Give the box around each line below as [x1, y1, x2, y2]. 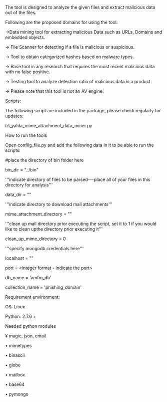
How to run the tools [5, 132, 47, 138]
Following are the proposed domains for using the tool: [5, 20, 118, 25]
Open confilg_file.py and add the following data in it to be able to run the [5, 142, 154, 148]
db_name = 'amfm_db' [5, 275, 51, 280]
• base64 [5, 381, 25, 387]
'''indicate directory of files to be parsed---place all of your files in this [5, 176, 150, 182]
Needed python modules [5, 323, 56, 329]
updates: [5, 113, 23, 119]
